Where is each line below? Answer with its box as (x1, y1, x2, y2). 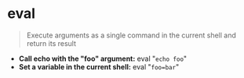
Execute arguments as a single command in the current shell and (26, 30, 236, 40)
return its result (26, 38, 76, 48)
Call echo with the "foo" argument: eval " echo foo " (18, 54, 188, 63)
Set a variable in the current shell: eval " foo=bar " (18, 62, 180, 71)
